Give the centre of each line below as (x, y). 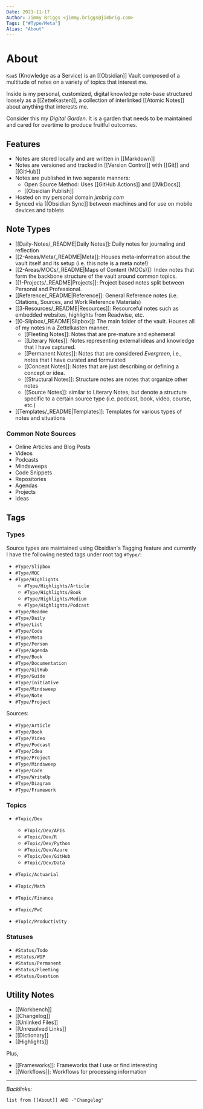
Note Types (28, 229)
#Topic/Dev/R (40, 837)
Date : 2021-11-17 (28, 12)
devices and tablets (40, 210)
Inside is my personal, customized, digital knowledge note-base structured (99, 94)
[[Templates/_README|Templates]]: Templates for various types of (98, 411)
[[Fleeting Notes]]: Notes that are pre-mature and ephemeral (99, 334)
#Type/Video (30, 738)
